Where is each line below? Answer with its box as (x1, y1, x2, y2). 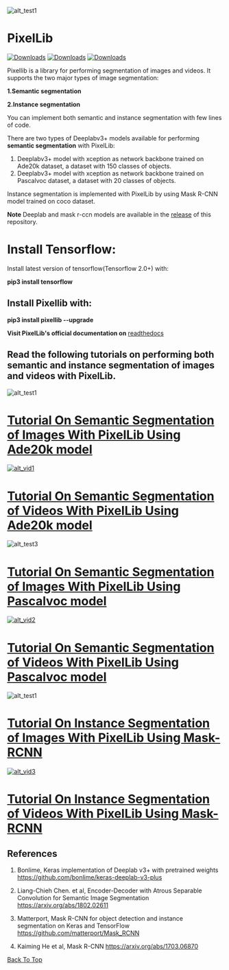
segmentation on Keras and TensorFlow (16, 922, 130, 930)
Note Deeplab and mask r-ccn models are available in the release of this (7, 210, 211, 219)
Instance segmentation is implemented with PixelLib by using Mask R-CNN (7, 189, 218, 198)
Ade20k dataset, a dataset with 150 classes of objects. (16, 162, 171, 170)
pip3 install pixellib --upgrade (7, 315, 94, 324)
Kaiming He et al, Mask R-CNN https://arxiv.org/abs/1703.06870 (16, 943, 199, 951)
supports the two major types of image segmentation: (7, 73, 159, 82)
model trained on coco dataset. (7, 197, 96, 205)
